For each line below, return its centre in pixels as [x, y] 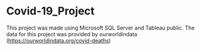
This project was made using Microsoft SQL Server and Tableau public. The [100, 28]
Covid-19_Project [51, 11]
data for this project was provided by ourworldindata [72, 34]
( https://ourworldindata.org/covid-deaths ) [58, 40]
